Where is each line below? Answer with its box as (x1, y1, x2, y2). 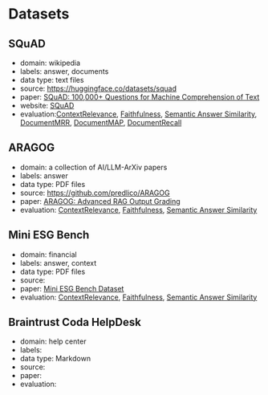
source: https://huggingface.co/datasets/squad (19, 83, 177, 93)
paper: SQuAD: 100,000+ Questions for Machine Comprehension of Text (19, 92, 260, 101)
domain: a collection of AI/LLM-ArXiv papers (19, 162, 168, 172)
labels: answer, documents (19, 67, 109, 76)
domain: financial (19, 250, 78, 259)
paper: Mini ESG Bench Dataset (19, 283, 124, 293)
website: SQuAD (19, 101, 75, 110)
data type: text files (19, 75, 84, 84)
